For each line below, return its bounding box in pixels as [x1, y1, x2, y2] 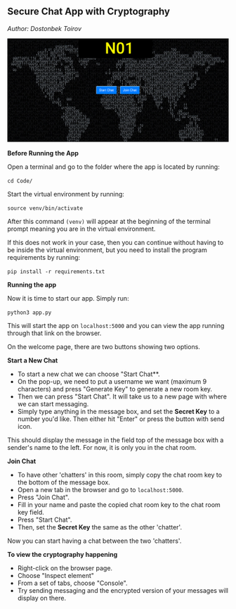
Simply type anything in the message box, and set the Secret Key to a [17, 407, 220, 415]
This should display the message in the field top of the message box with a [7, 436, 224, 444]
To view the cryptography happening [7, 550, 118, 558]
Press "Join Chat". [17, 493, 70, 501]
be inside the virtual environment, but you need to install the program [7, 246, 207, 254]
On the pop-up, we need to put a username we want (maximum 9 [17, 377, 207, 386]
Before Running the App [7, 149, 79, 157]
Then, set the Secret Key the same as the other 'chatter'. [17, 522, 183, 531]
